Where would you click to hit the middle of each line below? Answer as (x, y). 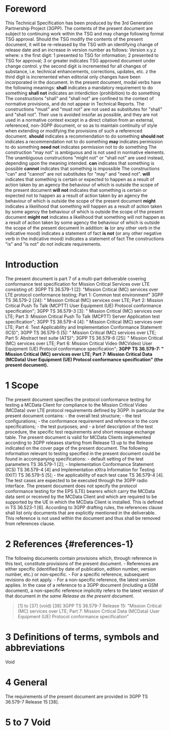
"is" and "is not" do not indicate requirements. (53, 244)
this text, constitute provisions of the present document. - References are (82, 563)
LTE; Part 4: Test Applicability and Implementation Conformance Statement (83, 327)
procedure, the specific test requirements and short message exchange (80, 431)
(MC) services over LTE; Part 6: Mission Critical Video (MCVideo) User (79, 343)
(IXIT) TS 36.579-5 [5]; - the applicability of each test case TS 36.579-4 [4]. (84, 475)
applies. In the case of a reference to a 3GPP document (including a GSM (82, 585)
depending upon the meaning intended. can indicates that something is (80, 163)
